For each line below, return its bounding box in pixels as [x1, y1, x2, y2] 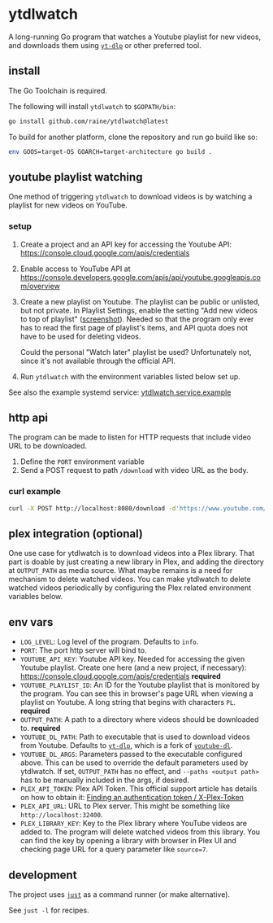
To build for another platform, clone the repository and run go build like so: [8, 132, 258, 142]
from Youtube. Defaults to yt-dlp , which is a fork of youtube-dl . [19, 741, 233, 750]
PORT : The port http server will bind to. [19, 645, 147, 655]
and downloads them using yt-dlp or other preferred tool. [8, 40, 201, 50]
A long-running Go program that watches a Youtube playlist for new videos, [8, 32, 262, 42]
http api [8, 411, 49, 424]
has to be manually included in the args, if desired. [19, 775, 189, 785]
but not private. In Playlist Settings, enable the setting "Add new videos [19, 305, 258, 315]
